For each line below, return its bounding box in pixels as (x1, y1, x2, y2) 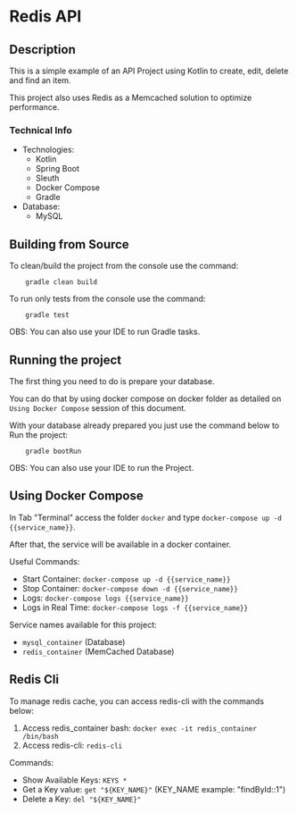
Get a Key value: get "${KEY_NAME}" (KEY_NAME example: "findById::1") (21, 784, 286, 794)
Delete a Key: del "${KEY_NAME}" (21, 793, 142, 804)
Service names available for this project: (9, 619, 158, 630)
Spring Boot (35, 163, 80, 174)
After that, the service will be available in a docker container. (9, 539, 232, 549)
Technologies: (21, 145, 75, 155)
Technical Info (9, 123, 73, 136)
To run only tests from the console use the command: (9, 293, 206, 305)
